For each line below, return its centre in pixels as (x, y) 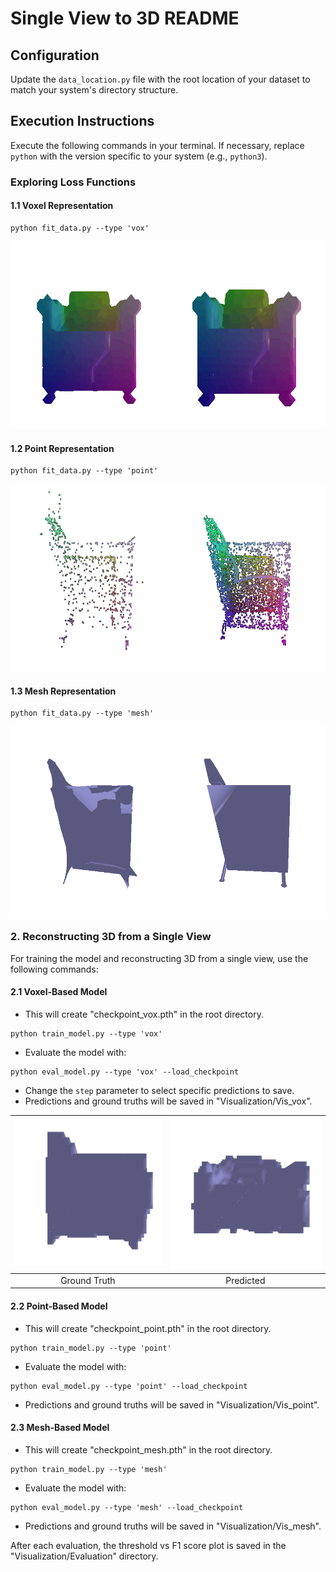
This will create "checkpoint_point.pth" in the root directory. (148, 1328)
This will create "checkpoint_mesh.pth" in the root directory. (148, 1449)
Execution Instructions (82, 121)
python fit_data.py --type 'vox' (80, 228)
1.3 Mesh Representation (63, 691)
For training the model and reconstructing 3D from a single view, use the (159, 958)
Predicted (245, 1280)
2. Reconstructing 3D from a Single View (111, 937)
